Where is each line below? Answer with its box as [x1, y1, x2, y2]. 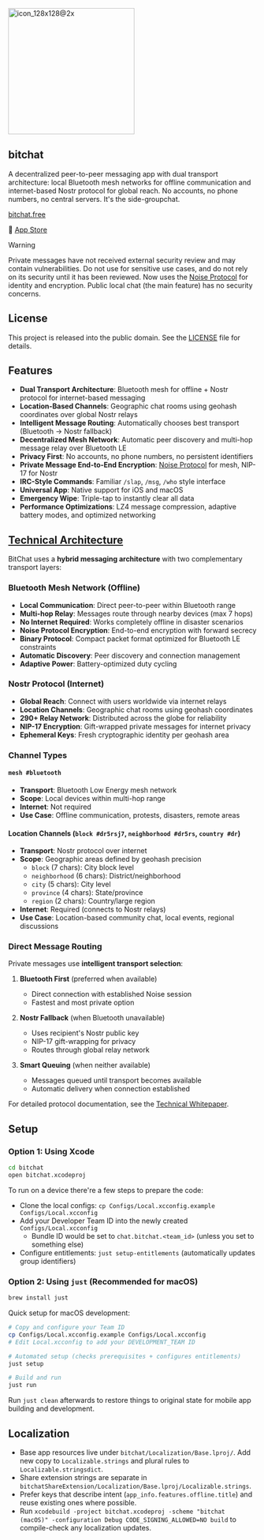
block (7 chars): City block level [31, 863, 134, 872]
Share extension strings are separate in [19, 1473, 147, 1482]
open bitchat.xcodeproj [8, 1171, 87, 1180]
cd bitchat [8, 1164, 44, 1172]
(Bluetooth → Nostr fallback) [19, 427, 113, 436]
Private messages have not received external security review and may [8, 255, 236, 265]
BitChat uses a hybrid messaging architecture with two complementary [8, 554, 243, 564]
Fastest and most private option [31, 997, 135, 1008]
